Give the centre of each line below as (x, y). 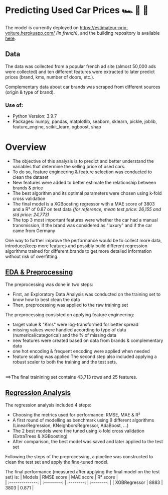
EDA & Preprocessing (39, 272)
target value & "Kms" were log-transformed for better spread (75, 324)
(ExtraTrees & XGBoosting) (40, 436)
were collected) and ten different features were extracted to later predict (80, 72)
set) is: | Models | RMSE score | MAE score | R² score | (61, 477)
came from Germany (34, 231)
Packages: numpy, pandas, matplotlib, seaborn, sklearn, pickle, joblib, (85, 121)
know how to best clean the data (46, 299)
